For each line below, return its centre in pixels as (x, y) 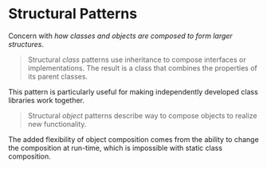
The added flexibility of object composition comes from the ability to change (133, 139)
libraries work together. (47, 100)
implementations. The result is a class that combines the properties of (142, 67)
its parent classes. (58, 76)
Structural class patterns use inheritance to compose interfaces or (137, 60)
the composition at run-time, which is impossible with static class (116, 148)
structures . (26, 44)
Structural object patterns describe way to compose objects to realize (142, 115)
